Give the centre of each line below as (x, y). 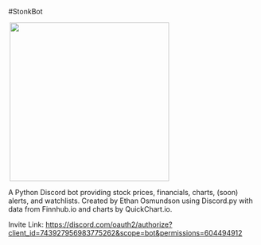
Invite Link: (26, 224)
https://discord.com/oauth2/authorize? (109, 224)
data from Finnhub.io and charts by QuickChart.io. (90, 209)
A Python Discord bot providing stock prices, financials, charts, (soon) (123, 192)
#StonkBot (25, 11)
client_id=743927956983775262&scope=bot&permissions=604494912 (125, 233)
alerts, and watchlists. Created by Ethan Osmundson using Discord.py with (130, 201)
